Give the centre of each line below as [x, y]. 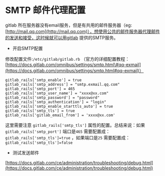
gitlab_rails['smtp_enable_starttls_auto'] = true [59, 106]
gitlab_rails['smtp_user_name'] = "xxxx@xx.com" [57, 93]
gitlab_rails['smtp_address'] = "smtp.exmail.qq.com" [63, 84]
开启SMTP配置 [28, 48]
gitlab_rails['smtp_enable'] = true [43, 80]
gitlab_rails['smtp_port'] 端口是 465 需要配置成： [58, 131]
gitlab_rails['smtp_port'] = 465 [40, 89]
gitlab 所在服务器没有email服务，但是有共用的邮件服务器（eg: [69, 25]
